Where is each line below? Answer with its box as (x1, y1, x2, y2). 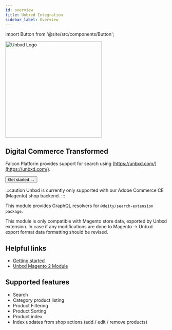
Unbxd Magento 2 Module (12, 263, 68, 269)
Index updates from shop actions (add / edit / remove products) (12, 319, 147, 325)
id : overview (5, 7, 33, 13)
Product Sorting (12, 308, 47, 314)
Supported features (5, 278, 70, 287)
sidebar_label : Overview (5, 17, 59, 22)
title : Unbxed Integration (5, 12, 63, 17)
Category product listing (12, 297, 65, 303)
